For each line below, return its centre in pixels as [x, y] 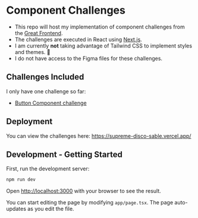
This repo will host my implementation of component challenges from [100, 27]
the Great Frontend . [39, 33]
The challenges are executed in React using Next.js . [78, 39]
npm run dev [21, 180]
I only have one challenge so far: [46, 91]
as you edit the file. [51, 209]
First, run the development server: [48, 169]
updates [16, 209]
